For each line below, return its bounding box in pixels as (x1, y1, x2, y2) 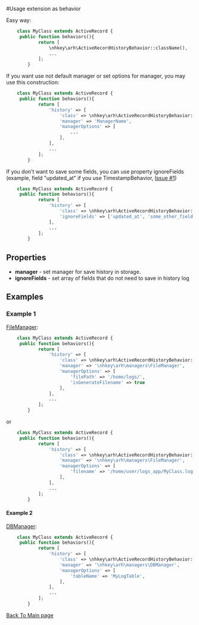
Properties (6, 252, 46, 263)
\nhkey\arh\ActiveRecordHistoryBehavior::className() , (48, 45, 188, 51)
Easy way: (6, 17, 32, 23)
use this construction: (6, 79, 60, 86)
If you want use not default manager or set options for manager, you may (6, 72, 186, 80)
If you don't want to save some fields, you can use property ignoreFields (6, 167, 184, 175)
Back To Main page (6, 611, 54, 618)
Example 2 (6, 509, 33, 516)
